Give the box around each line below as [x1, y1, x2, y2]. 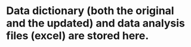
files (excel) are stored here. [6, 29, 149, 42]
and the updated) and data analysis [6, 16, 185, 30]
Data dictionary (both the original [6, 4, 174, 18]
